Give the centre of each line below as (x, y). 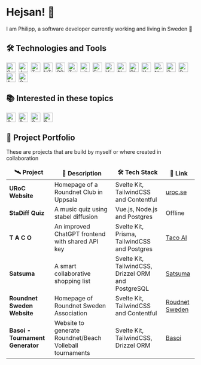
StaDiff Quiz (27, 213)
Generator (24, 345)
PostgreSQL (132, 288)
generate (67, 330)
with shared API (76, 242)
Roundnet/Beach (78, 338)
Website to (69, 323)
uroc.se (176, 192)
